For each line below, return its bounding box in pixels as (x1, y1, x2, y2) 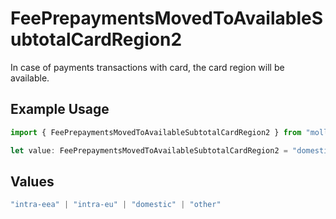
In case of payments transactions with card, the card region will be (10, 61, 285, 73)
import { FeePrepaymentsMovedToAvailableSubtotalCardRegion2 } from (10, 127, 302, 137)
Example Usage (10, 101, 110, 118)
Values (10, 173, 55, 190)
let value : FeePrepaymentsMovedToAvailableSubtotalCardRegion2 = (10, 145, 288, 156)
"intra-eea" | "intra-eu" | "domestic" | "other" (10, 200, 222, 210)
